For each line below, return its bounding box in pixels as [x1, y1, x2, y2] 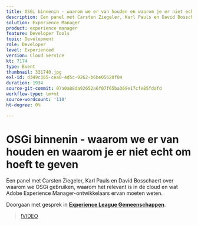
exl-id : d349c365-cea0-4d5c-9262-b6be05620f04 [6, 74, 123, 80]
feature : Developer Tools [6, 31, 70, 37]
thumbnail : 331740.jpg [6, 69, 62, 75]
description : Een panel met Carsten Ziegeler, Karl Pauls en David [6, 14, 176, 20]
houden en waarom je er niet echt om [6, 145, 192, 158]
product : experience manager [6, 25, 78, 31]
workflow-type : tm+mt [6, 91, 60, 97]
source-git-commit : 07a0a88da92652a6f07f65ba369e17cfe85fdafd [6, 86, 162, 92]
